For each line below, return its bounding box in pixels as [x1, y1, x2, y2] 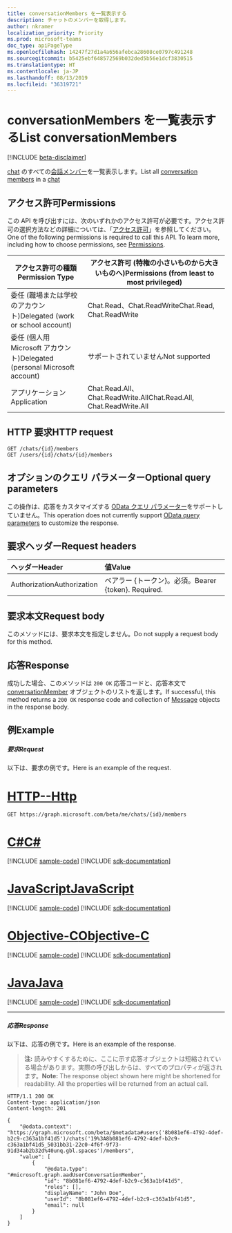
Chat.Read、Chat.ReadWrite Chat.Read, [87, 301, 215, 310]
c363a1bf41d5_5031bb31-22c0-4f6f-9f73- [7, 1141, 122, 1149]
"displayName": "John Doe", [43, 1189, 126, 1197]
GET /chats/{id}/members [7, 445, 79, 452]
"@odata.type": [43, 1165, 88, 1173]
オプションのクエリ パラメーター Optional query [7, 472, 211, 484]
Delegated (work [20, 312, 75, 321]
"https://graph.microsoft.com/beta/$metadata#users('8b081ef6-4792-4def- [7, 1129, 224, 1136]
